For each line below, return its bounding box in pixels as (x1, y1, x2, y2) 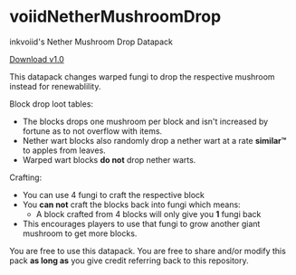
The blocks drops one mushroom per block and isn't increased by (22, 116, 269, 127)
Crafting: (9, 172, 43, 183)
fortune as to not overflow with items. (22, 125, 163, 137)
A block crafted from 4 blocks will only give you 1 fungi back (35, 208, 262, 219)
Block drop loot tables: (9, 98, 93, 109)
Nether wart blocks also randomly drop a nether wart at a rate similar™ (22, 135, 287, 146)
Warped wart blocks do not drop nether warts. (22, 154, 196, 165)
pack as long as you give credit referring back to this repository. (9, 255, 249, 266)
